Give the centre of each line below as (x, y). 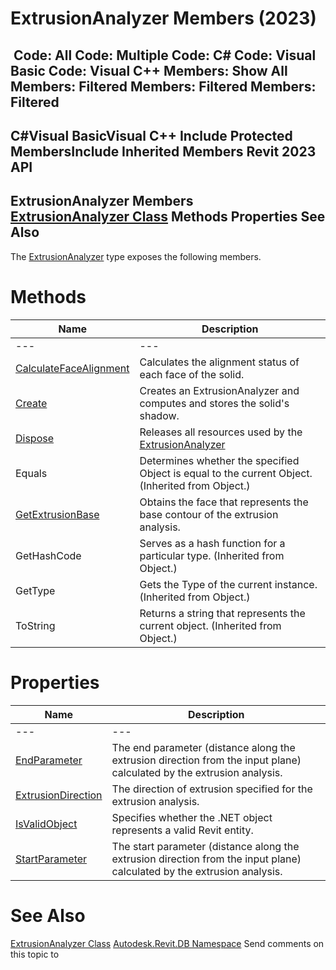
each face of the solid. (192, 374)
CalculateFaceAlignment (72, 368)
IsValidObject (46, 824)
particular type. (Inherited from (212, 555)
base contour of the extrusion (209, 514)
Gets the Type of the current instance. (228, 584)
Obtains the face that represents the (224, 502)
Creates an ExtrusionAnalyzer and (219, 390)
